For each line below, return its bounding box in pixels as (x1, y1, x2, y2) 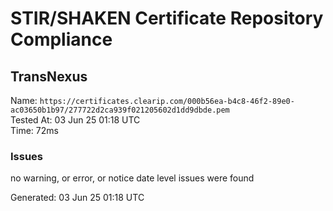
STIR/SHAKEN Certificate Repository (10, 7, 324, 30)
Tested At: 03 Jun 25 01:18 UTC (10, 114, 141, 126)
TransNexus (10, 68, 88, 85)
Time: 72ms (10, 125, 59, 136)
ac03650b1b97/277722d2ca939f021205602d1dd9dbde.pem (10, 105, 230, 115)
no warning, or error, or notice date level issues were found (10, 172, 255, 184)
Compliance (10, 28, 113, 51)
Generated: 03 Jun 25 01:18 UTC (10, 192, 145, 204)
